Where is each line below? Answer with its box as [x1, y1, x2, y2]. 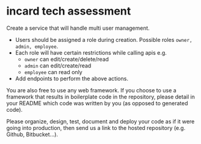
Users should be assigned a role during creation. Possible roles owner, [15, 36, 192, 43]
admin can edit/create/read [24, 62, 92, 69]
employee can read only [24, 68, 82, 75]
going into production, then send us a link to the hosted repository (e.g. [6, 124, 186, 131]
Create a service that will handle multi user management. [6, 24, 150, 32]
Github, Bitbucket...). [6, 131, 58, 138]
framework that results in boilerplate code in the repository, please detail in [6, 93, 196, 100]
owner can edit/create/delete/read [24, 55, 109, 63]
